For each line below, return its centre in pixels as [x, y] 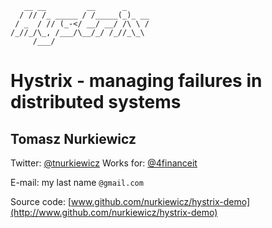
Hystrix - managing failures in [136, 81]
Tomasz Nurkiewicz [73, 138]
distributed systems [96, 102]
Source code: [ [41, 201]
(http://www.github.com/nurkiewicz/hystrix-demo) [114, 212]
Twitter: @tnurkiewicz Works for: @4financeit [104, 163]
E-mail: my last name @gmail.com [77, 182]
